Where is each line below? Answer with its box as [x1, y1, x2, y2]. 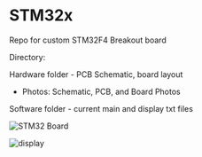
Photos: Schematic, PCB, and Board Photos [21, 86, 181, 97]
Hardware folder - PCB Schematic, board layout [9, 68, 183, 80]
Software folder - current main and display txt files [9, 103, 193, 114]
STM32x [9, 5, 74, 26]
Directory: [9, 51, 46, 62]
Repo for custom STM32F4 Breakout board [9, 35, 167, 45]
